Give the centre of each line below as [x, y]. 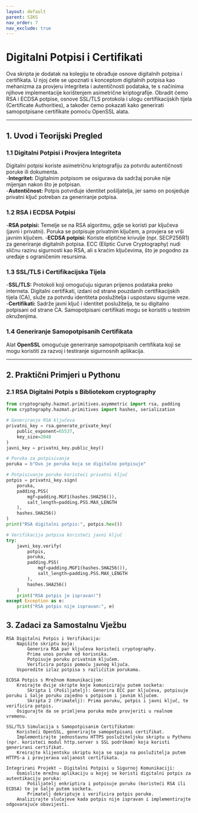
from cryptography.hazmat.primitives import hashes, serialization [91, 410]
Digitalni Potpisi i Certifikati [75, 57]
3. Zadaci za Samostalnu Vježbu [66, 625]
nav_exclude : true [29, 28]
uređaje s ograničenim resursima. [47, 257]
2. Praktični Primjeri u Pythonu [63, 375]
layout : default [26, 12]
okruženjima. [22, 316]
